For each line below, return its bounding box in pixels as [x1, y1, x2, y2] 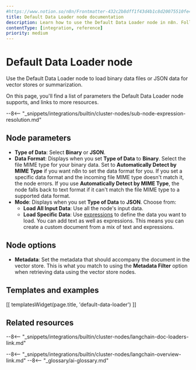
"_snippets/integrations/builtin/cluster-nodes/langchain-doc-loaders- [22, 333, 189, 340]
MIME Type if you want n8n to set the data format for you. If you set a [14, 167, 183, 174]
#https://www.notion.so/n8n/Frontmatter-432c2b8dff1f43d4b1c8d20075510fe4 [6, 8, 192, 15]
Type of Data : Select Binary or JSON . [14, 149, 106, 156]
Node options [6, 241, 57, 251]
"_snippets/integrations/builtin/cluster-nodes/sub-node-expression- [22, 110, 186, 117]
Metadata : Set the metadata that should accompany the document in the [14, 256, 190, 263]
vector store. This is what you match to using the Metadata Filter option [14, 262, 188, 269]
